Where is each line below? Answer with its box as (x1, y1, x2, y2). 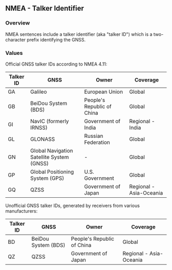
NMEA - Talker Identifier (5, 4, 84, 13)
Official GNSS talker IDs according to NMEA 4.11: (5, 61, 107, 67)
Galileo (30, 88, 47, 95)
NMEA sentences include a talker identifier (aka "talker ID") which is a (5, 31, 153, 37)
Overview (5, 19, 30, 27)
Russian (84, 132, 103, 139)
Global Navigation (30, 147, 73, 154)
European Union (84, 88, 123, 95)
